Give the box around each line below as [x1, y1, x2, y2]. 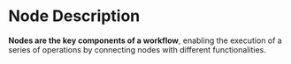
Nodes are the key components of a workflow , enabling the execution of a [8, 35, 282, 46]
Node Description [8, 6, 141, 26]
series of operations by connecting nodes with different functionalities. [8, 44, 266, 54]
